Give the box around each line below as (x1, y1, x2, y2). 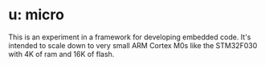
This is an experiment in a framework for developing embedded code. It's (8, 32, 251, 42)
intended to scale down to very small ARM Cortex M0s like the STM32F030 (8, 40, 258, 50)
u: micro (8, 6, 64, 24)
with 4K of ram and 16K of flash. (8, 49, 115, 59)
